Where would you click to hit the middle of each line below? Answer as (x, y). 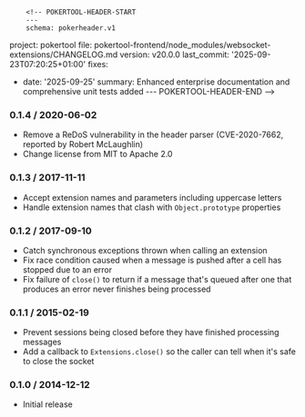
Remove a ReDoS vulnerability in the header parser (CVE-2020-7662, (153, 134)
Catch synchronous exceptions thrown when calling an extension (145, 250)
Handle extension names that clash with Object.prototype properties (152, 207)
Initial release (47, 404)
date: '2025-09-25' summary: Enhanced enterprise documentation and (156, 82)
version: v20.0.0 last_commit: (175, 55)
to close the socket (58, 362)
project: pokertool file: (51, 45)
